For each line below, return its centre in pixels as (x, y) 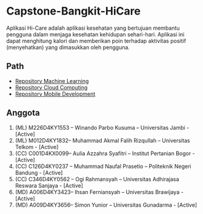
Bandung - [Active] (39, 172)
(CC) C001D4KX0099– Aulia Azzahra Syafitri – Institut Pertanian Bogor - (105, 153)
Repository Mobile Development (55, 94)
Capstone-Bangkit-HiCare (74, 11)
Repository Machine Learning (52, 81)
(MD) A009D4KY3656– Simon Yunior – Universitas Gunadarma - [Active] (106, 205)
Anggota (23, 113)
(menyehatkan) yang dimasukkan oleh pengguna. (68, 47)
